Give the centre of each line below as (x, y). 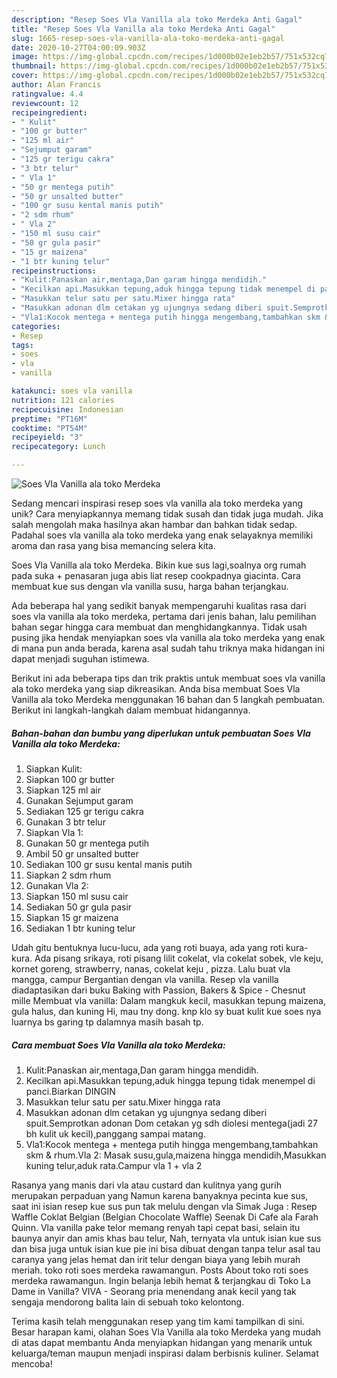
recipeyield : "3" (47, 437)
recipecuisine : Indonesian (67, 409)
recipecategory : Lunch (58, 447)
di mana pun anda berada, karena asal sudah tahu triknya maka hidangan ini (168, 648)
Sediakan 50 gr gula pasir (79, 907)
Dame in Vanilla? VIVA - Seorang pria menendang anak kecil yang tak (154, 1291)
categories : (36, 326)
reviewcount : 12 (45, 103)
